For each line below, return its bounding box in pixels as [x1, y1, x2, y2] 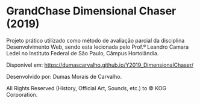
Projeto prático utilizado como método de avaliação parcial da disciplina [6, 37, 185, 44]
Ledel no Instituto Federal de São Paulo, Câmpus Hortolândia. [6, 49, 159, 57]
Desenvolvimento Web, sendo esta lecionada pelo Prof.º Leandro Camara [6, 43, 189, 50]
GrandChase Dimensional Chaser [6, 4, 177, 18]
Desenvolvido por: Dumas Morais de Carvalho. [6, 73, 122, 80]
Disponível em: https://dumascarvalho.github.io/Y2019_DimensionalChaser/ [6, 61, 194, 69]
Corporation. [6, 91, 38, 98]
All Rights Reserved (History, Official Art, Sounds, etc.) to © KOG [6, 84, 167, 91]
